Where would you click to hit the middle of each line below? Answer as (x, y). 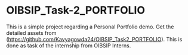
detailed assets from (31, 33)
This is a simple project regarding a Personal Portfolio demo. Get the (90, 27)
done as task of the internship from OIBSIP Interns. (69, 46)
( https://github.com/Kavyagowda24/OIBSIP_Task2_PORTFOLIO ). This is (94, 39)
